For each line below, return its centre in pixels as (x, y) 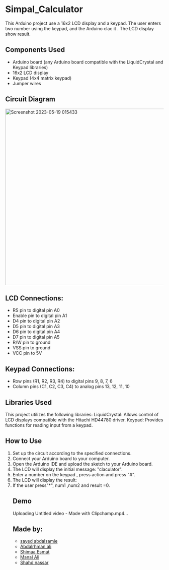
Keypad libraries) (30, 67)
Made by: (27, 529)
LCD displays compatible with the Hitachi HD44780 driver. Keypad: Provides (84, 420)
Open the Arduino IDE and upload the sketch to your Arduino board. (82, 464)
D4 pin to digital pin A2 (36, 321)
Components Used (35, 50)
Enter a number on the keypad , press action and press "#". (74, 474)
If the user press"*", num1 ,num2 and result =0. (61, 485)
